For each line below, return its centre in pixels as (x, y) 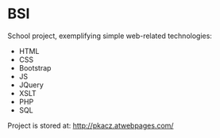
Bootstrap (35, 67)
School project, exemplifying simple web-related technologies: (110, 36)
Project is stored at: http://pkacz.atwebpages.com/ (91, 125)
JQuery (31, 85)
